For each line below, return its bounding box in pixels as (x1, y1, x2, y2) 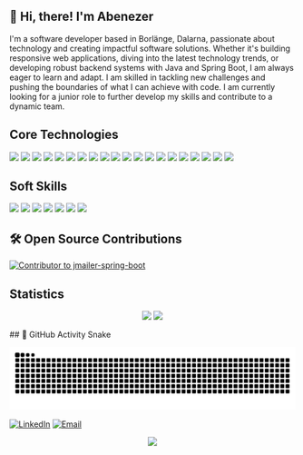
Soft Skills (9, 179, 68, 194)
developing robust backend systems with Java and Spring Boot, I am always (9, 62, 295, 73)
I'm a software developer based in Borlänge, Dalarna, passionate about (9, 33, 275, 44)
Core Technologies (9, 127, 120, 143)
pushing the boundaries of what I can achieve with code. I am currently (9, 81, 276, 92)
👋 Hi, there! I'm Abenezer (9, 9, 154, 25)
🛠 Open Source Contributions (9, 231, 183, 246)
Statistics (9, 286, 65, 302)
